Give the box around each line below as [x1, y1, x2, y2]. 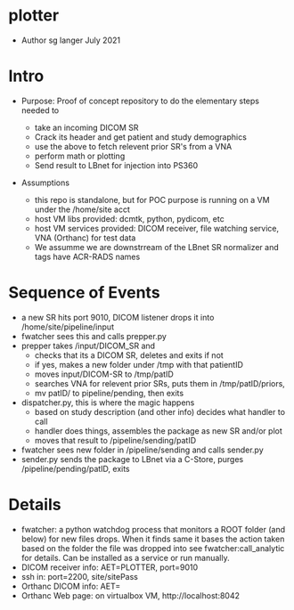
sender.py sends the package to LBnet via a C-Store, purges [20, 453, 244, 464]
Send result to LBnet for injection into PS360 [34, 159, 198, 170]
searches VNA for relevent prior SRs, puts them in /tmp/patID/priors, [34, 378, 286, 388]
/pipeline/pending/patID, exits [20, 463, 130, 474]
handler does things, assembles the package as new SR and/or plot [34, 425, 282, 436]
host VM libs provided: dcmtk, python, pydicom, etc [34, 213, 225, 224]
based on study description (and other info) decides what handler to [34, 406, 286, 417]
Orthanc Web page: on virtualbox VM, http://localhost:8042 [20, 590, 240, 601]
